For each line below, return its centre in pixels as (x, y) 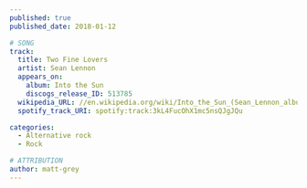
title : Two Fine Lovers (63, 60)
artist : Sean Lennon (57, 68)
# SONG (22, 43)
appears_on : (41, 77)
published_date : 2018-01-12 (63, 26)
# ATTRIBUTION (37, 161)
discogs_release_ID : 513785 (79, 94)
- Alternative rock (55, 136)
